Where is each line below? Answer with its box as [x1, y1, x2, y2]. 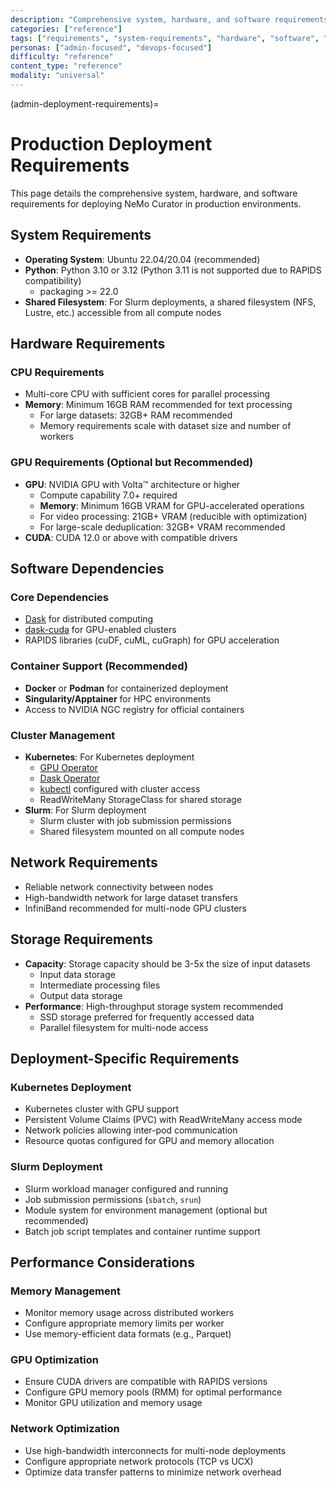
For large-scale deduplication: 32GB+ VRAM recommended [39, 521, 286, 533]
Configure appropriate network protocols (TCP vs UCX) [24, 1455, 254, 1467]
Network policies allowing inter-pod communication [24, 1124, 238, 1136]
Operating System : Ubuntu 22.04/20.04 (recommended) [24, 253, 261, 265]
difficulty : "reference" [10, 52, 114, 62]
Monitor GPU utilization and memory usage [24, 1397, 203, 1409]
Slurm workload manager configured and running [24, 1182, 229, 1195]
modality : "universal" [10, 71, 105, 81]
